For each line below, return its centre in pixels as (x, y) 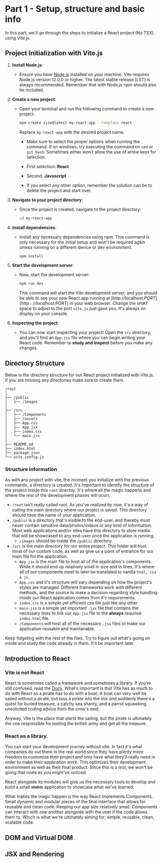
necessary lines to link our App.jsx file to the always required (80, 613)
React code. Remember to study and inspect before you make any (86, 343)
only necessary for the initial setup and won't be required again (82, 242)
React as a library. (27, 736)
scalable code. (20, 822)
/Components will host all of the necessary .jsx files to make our (82, 624)
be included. (32, 90)
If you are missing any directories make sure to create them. (65, 380)
